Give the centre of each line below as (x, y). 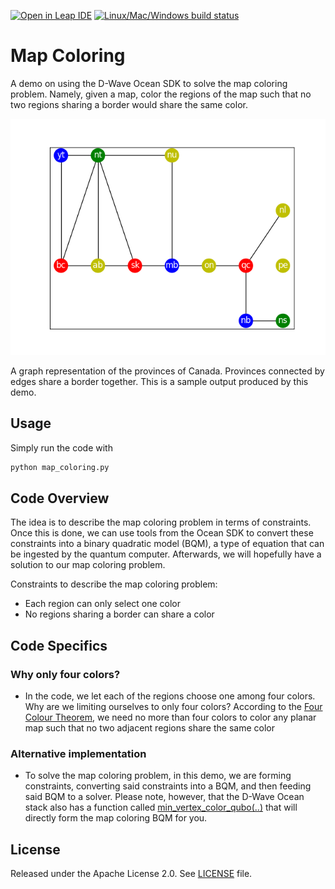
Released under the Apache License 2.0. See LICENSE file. (131, 874)
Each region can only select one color (103, 604)
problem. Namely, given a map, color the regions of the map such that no (161, 94)
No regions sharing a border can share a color (119, 614)
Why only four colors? (65, 674)
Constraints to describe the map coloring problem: (114, 584)
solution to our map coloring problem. (88, 565)
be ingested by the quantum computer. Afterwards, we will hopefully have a (166, 554)
